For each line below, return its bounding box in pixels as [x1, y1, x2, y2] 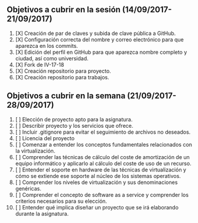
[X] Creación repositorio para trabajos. [15, 73, 109, 80]
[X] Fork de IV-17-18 [15, 61, 64, 68]
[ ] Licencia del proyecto [15, 134, 75, 141]
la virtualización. [15, 147, 56, 154]
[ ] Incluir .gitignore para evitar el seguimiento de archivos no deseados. [15, 128, 191, 135]
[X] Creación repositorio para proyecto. [15, 67, 111, 75]
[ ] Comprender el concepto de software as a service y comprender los [15, 191, 189, 198]
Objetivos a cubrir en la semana [7, 91, 126, 101]
